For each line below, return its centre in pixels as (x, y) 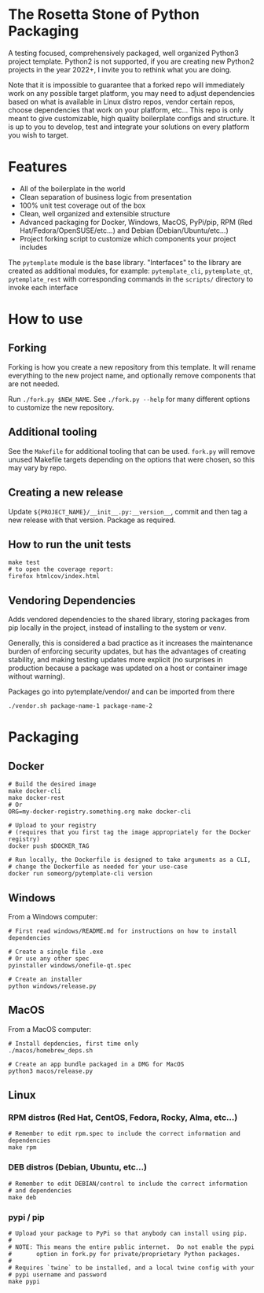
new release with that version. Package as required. (92, 520)
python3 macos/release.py (50, 1071)
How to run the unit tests (70, 544)
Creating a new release (66, 493)
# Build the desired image (52, 784)
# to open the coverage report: (61, 569)
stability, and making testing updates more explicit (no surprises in (115, 660)
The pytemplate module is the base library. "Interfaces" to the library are (125, 262)
